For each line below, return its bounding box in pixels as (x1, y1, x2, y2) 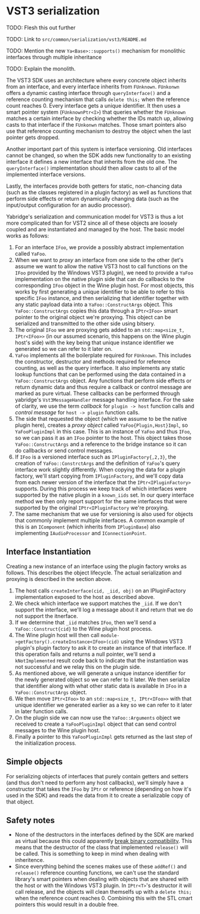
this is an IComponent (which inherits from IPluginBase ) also (14, 523, 161, 530)
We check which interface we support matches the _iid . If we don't (14, 600, 182, 607)
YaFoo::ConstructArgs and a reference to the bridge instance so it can (14, 441, 187, 448)
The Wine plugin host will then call (14, 631, 100, 638)
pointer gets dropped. (6, 133, 60, 141)
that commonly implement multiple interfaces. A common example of (14, 516, 185, 524)
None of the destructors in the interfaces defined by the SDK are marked (14, 831, 194, 838)
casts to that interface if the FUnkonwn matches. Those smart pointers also (6, 121, 187, 128)
